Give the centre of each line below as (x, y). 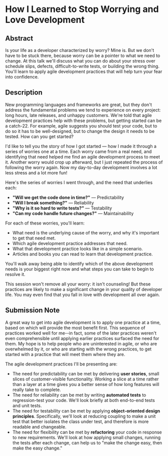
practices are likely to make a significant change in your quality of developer (84, 289)
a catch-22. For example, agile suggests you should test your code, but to (81, 125)
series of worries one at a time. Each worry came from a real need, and (78, 151)
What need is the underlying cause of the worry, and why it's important (86, 232)
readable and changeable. (39, 426)
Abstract (19, 38)
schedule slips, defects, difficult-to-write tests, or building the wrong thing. (82, 66)
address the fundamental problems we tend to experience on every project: (83, 110)
